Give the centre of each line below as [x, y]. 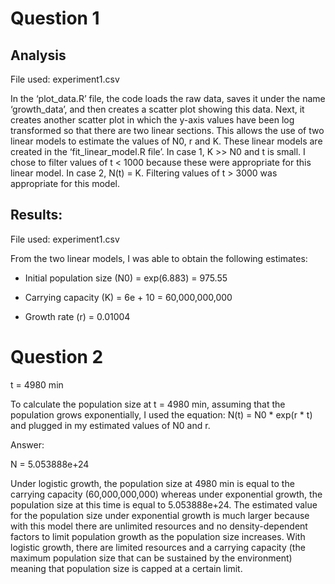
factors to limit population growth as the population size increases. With [158, 536]
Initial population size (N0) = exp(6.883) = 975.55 [126, 278]
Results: [36, 215]
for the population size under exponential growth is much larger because [160, 515]
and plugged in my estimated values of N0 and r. [110, 425]
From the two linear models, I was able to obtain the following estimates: [159, 258]
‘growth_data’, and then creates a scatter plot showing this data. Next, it [157, 109]
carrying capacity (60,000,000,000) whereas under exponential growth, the [166, 494]
